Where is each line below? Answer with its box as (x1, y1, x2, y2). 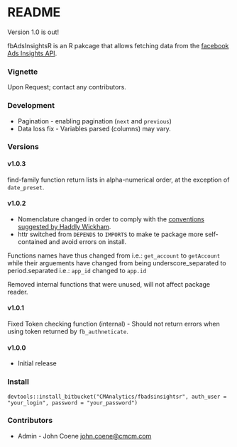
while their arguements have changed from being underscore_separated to (7, 258, 226, 267)
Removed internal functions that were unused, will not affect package (7, 280, 211, 288)
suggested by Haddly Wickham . (17, 222, 111, 231)
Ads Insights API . (7, 49, 57, 57)
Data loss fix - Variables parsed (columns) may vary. (17, 124, 172, 133)
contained (17, 237, 48, 245)
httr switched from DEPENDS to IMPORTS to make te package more (17, 230, 204, 238)
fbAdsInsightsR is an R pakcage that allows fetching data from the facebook (7, 41, 229, 50)
